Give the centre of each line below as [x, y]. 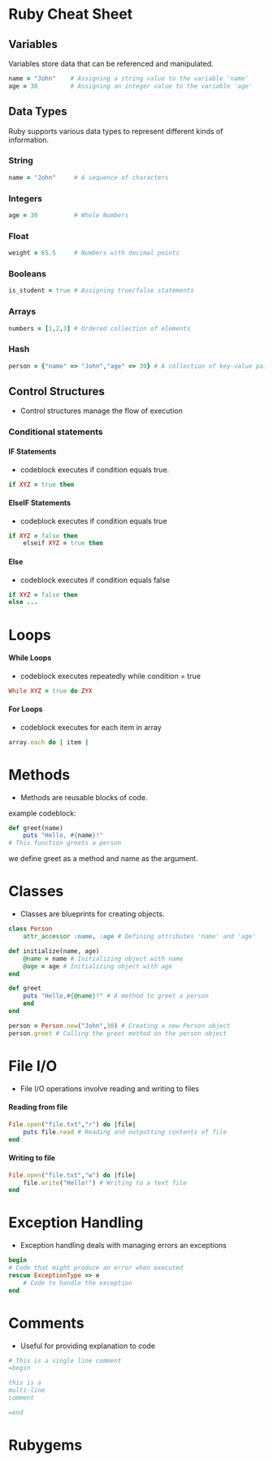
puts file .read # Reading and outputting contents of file [125, 1132]
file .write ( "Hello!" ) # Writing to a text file [105, 1183]
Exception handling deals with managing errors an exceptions [123, 1246]
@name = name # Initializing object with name [103, 959]
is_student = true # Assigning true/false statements [102, 291]
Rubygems [45, 1445]
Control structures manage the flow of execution [101, 411]
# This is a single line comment [65, 1360]
